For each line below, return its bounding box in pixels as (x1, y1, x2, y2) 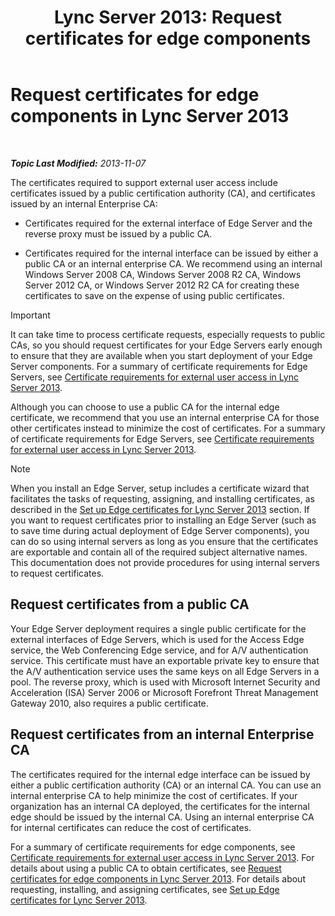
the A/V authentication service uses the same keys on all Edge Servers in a (10, 665, 320, 677)
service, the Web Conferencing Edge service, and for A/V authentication (10, 644, 309, 656)
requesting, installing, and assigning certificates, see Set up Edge (10, 883, 280, 895)
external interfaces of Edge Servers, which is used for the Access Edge (10, 633, 305, 645)
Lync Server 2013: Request (53, 6, 283, 29)
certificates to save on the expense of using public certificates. (24, 289, 285, 301)
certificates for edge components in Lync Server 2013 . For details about (10, 872, 306, 885)
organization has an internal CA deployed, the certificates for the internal (10, 800, 310, 812)
